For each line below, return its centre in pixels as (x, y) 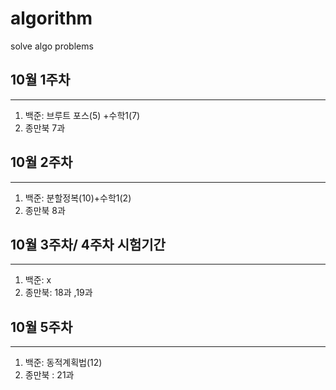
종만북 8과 (45, 210)
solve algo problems (52, 46)
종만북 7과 (45, 128)
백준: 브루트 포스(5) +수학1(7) (82, 115)
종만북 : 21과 (49, 375)
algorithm (51, 18)
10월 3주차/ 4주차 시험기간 (88, 244)
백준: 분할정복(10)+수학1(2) (78, 198)
